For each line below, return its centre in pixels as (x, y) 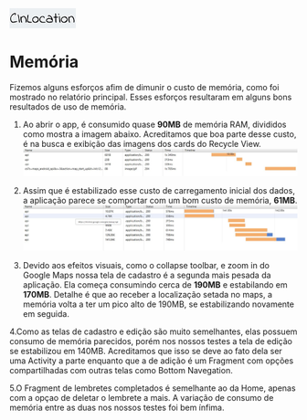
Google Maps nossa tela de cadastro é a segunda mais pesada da (147, 275)
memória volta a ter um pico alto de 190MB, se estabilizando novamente (159, 304)
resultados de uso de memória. (68, 106)
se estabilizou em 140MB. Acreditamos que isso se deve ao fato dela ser (146, 352)
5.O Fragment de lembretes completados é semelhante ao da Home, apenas (153, 388)
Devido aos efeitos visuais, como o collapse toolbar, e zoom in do (146, 266)
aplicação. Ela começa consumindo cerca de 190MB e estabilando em (155, 285)
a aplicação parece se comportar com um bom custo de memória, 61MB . (160, 201)
